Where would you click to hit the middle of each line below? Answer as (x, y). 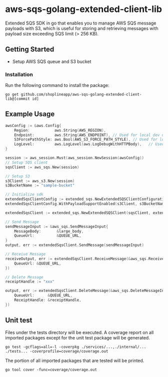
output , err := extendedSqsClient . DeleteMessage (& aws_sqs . (68, 291)
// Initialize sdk (24, 194)
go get (12, 94)
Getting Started (30, 49)
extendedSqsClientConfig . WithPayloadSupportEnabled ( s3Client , (71, 204)
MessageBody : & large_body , (49, 231)
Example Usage (30, 114)
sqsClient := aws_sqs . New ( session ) (42, 167)
